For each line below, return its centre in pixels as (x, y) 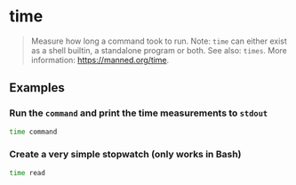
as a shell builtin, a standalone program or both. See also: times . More (159, 50)
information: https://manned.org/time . (100, 60)
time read (28, 173)
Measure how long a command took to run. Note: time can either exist (159, 41)
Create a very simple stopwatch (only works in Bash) (125, 155)
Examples (37, 88)
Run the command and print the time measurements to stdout (139, 113)
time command (33, 132)
